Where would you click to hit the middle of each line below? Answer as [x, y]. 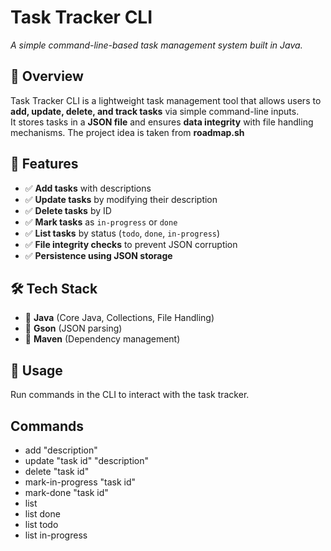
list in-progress [56, 535]
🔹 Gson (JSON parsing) [73, 328]
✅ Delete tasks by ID [68, 210]
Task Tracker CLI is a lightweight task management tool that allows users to [166, 100]
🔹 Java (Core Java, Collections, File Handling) [119, 318]
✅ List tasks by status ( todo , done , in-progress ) [122, 233]
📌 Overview [47, 76]
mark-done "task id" [66, 492]
